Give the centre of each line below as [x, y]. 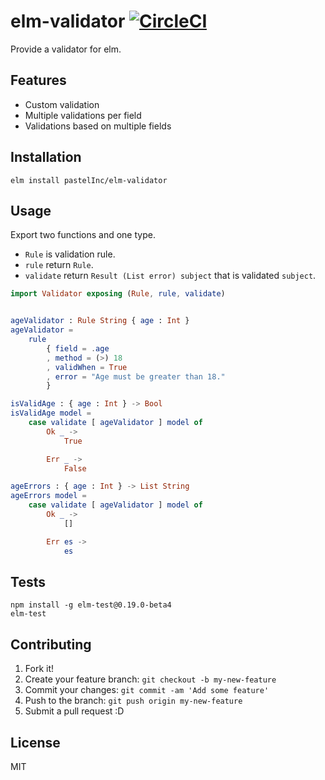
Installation [46, 157]
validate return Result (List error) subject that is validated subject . [170, 276]
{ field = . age [78, 348]
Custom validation [62, 104]
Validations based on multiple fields [98, 126]
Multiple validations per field [83, 115]
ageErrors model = [48, 496]
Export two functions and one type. [83, 235]
